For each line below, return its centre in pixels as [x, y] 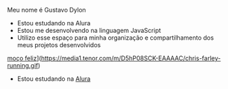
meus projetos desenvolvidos [59, 45]
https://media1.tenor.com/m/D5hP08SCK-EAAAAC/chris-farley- [131, 58]
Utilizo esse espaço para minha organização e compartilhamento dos [115, 38]
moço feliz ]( [24, 58]
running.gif [23, 65]
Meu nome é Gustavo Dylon [46, 10]
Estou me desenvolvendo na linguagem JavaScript [89, 30]
